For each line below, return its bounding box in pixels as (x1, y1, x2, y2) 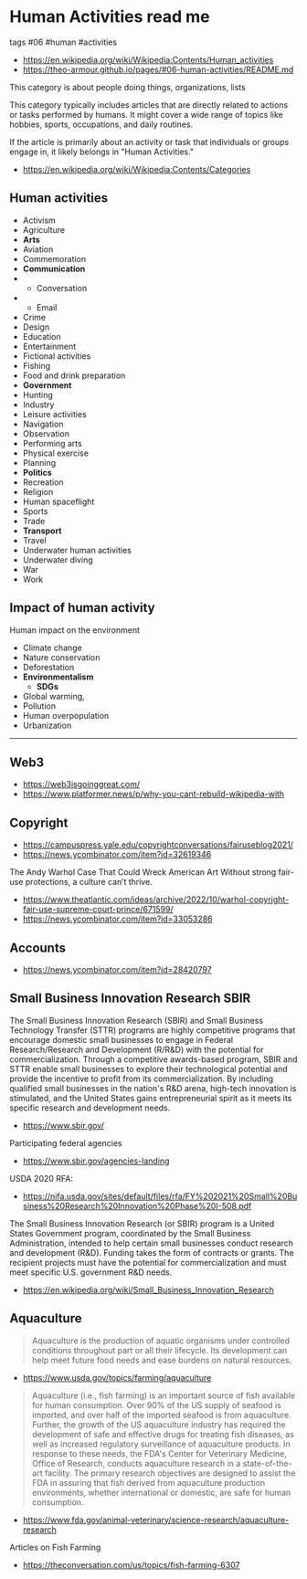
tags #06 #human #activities (9, 37, 117, 47)
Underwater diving (22, 554, 93, 565)
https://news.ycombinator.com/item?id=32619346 (22, 849, 212, 860)
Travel (22, 534, 48, 545)
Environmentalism (22, 671, 94, 682)
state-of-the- (242, 1458, 292, 1468)
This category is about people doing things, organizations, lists (9, 81, 247, 92)
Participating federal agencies (9, 1137, 122, 1148)
